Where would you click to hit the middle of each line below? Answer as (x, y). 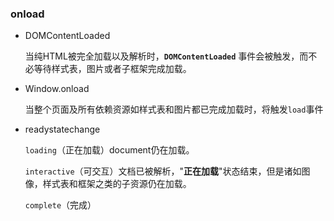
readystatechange (62, 129)
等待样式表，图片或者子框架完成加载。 (112, 69)
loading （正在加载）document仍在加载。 (109, 150)
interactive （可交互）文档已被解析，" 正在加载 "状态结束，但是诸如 (163, 171)
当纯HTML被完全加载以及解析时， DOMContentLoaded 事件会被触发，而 (166, 56)
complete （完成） (60, 205)
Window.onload (57, 89)
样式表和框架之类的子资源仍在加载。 (117, 184)
